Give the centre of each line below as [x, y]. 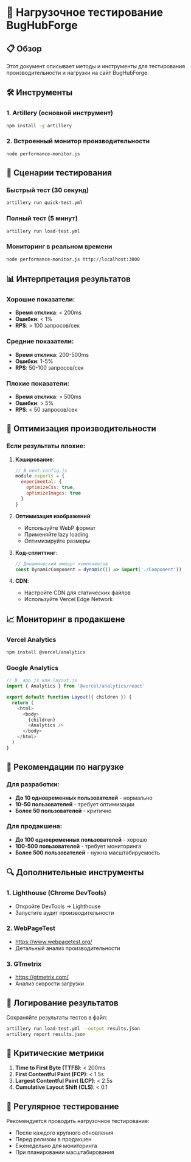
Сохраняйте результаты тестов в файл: [57, 1017]
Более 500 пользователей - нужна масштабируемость [87, 853]
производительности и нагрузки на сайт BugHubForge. [78, 73]
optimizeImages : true [54, 493]
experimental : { [41, 482]
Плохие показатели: [38, 383]
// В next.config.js [41, 470]
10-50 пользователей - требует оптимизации [75, 804]
